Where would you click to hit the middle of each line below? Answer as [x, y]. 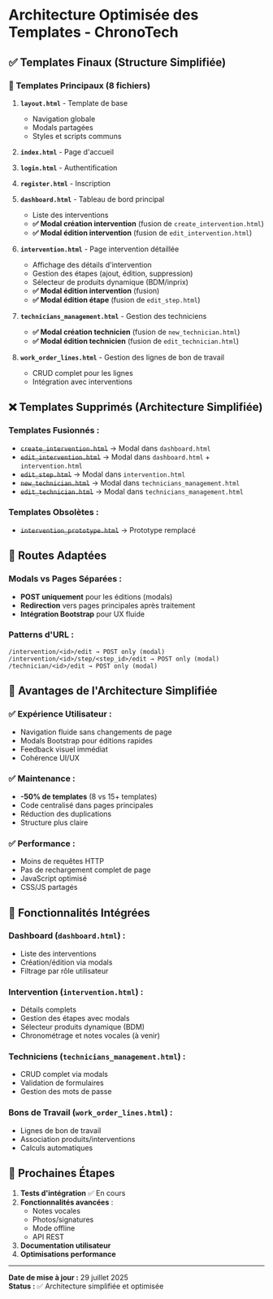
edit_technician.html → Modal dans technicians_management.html [132, 491]
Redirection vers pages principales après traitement [108, 605]
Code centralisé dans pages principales [87, 805]
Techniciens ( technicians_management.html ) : [97, 1057]
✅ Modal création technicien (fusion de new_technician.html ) [136, 332]
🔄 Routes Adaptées [58, 556]
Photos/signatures [63, 1219]
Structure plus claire [54, 822]
